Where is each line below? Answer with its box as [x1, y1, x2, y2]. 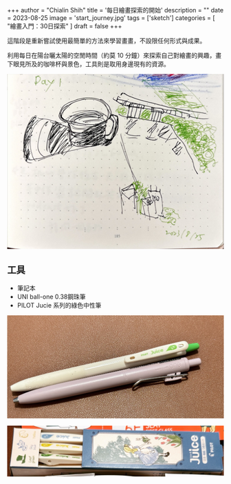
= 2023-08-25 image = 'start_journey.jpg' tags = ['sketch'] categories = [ [7, 14, 215, 22]
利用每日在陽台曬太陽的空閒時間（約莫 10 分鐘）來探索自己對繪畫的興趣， [7, 51, 216, 59]
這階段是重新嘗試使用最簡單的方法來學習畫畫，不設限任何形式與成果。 [7, 37, 206, 45]
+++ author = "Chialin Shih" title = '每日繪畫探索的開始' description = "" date [7, 6, 224, 14]
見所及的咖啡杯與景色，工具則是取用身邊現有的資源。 [19, 60, 170, 68]
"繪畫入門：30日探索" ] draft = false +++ [7, 22, 122, 30]
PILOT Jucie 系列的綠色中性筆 [16, 301, 102, 309]
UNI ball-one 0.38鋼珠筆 [16, 292, 86, 301]
